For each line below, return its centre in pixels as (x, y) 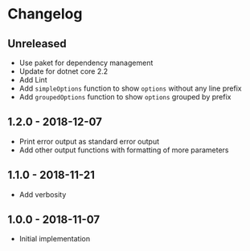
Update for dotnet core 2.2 (64, 71)
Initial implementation (55, 239)
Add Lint (33, 80)
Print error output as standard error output (89, 141)
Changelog (45, 14)
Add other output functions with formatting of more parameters (124, 150)
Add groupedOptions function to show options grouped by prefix (125, 97)
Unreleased (37, 44)
